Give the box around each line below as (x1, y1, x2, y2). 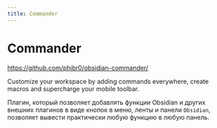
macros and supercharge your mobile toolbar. (7, 85, 140, 93)
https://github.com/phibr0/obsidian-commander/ (7, 64, 149, 72)
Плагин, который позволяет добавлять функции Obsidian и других (7, 98, 206, 106)
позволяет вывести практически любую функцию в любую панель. (7, 113, 210, 121)
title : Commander (7, 10, 58, 17)
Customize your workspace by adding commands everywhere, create (7, 77, 209, 85)
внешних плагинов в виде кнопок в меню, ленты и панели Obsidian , (7, 106, 211, 114)
